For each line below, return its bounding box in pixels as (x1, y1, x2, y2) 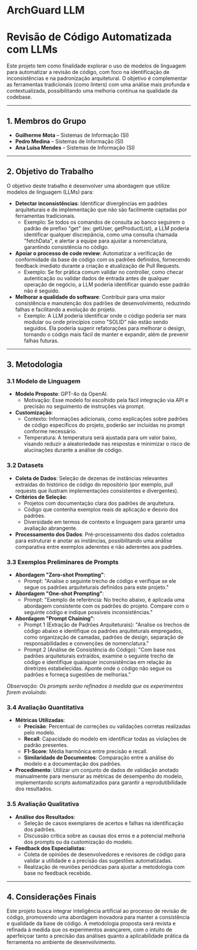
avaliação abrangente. (23, 524, 78, 531)
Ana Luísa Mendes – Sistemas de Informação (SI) (15, 144, 135, 151)
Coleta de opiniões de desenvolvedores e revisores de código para (23, 851, 186, 858)
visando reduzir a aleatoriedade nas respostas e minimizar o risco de (23, 440, 191, 447)
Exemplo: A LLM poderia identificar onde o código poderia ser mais (23, 312, 186, 319)
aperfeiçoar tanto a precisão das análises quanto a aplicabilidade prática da (6, 932, 189, 939)
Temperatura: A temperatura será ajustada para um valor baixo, (23, 434, 177, 441)
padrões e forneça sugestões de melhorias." (23, 671, 131, 678)
